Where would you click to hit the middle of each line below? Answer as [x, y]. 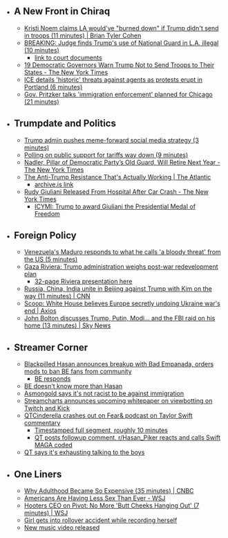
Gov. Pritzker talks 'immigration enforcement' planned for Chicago [118, 94]
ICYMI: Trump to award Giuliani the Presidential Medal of [115, 206]
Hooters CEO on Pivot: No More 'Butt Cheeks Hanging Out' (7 [112, 505]
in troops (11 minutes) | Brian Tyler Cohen [83, 35]
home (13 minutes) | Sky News [67, 325]
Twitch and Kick [47, 409]
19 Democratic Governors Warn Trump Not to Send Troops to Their [119, 64]
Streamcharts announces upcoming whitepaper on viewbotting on [118, 401]
